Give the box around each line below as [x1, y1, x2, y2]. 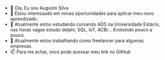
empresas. [10, 43, 33, 49]
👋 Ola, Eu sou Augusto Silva [10, 5, 69, 11]
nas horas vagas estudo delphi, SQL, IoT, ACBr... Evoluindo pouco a [10, 27, 152, 33]
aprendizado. [10, 16, 38, 22]
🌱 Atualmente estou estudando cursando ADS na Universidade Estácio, [10, 21, 160, 27]
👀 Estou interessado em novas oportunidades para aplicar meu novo [10, 10, 154, 16]
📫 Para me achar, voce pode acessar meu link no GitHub [10, 49, 131, 55]
